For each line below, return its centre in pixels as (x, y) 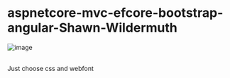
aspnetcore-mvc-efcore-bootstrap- (115, 13)
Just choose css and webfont (51, 68)
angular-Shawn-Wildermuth (92, 28)
